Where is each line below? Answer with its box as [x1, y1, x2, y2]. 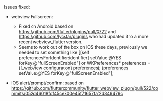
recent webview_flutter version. [18, 39, 83, 45]
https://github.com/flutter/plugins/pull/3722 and [18, 29, 116, 34]
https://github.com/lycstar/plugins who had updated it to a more [18, 34, 149, 39]
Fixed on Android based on [18, 23, 74, 29]
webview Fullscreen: [11, 14, 53, 19]
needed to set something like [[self [18, 49, 90, 55]
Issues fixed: [4, 4, 30, 10]
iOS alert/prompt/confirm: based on [11, 80, 84, 86]
